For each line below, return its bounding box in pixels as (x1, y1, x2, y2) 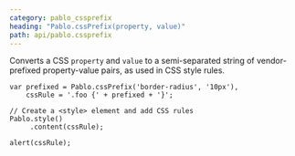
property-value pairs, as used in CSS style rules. (42, 65, 226, 76)
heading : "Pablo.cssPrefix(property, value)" (9, 22, 185, 31)
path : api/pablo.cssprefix (9, 30, 112, 39)
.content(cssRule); (29, 122, 104, 132)
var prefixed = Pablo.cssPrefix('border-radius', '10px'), (9, 83, 239, 92)
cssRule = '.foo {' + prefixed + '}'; (26, 90, 174, 100)
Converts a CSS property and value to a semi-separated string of (9, 56, 255, 67)
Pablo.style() (9, 115, 64, 124)
